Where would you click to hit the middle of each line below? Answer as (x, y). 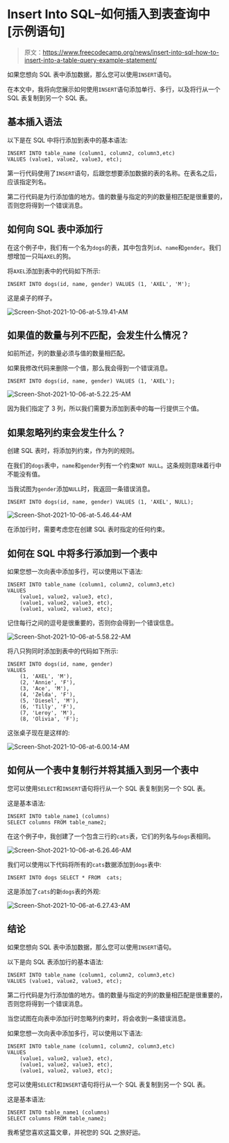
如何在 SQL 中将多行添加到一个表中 (82, 553)
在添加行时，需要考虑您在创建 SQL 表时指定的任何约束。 (88, 529)
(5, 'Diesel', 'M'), (49, 701)
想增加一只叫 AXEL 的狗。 (41, 256)
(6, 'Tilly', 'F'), (48, 707)
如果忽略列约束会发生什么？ (67, 432)
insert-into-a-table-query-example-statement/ (91, 60)
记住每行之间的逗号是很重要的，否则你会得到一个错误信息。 (92, 623)
